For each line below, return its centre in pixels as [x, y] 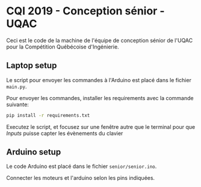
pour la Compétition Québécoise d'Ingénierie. [63, 47]
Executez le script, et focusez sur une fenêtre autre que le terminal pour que [101, 126]
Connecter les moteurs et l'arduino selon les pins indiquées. [81, 178]
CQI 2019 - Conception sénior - [85, 11]
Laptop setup [32, 66]
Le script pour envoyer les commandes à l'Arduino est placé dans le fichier [99, 80]
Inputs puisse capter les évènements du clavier [65, 133]
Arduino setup [34, 152]
